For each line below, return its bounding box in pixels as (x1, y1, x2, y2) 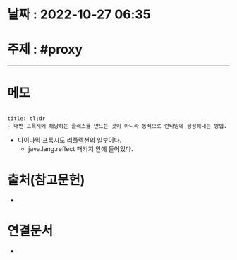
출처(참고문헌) (7, 172, 85, 188)
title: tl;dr (7, 115, 46, 122)
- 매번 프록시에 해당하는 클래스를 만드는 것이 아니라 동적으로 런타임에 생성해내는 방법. (7, 123, 227, 130)
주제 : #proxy (7, 42, 83, 57)
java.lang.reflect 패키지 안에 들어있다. (28, 145, 133, 153)
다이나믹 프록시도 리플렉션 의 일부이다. (17, 136, 122, 145)
